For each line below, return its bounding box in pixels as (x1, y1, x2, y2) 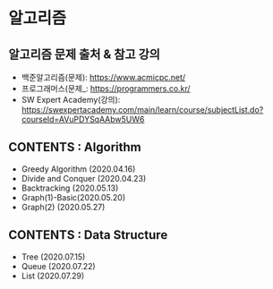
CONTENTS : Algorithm (8, 140, 141, 155)
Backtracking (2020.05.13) (21, 183, 119, 193)
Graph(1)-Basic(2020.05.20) (21, 191, 126, 202)
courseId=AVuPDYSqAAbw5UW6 (21, 114, 145, 124)
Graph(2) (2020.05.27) (21, 201, 106, 212)
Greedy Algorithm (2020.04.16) (21, 163, 136, 174)
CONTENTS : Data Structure (8, 227, 168, 242)
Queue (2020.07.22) (21, 260, 96, 271)
